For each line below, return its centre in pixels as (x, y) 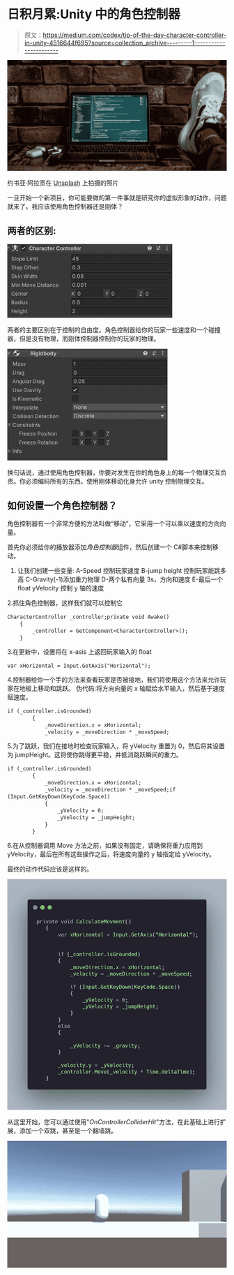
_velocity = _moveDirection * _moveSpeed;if (110, 790)
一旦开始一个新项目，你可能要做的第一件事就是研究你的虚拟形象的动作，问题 (117, 198)
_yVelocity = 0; (80, 811)
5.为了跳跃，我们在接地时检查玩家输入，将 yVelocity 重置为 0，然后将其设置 (116, 746)
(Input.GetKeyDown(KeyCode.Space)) (59, 797)
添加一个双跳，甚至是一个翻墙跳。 (68, 1131)
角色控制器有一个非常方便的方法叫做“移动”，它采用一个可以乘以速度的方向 (114, 523)
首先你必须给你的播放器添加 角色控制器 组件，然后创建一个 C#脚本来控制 (110, 547)
